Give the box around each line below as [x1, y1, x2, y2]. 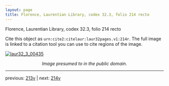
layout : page [5, 7, 33, 13]
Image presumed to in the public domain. [42, 60, 127, 66]
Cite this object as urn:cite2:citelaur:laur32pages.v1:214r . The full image [5, 36, 161, 42]
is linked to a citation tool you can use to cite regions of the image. [5, 41, 143, 47]
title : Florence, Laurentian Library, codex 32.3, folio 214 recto [5, 12, 150, 17]
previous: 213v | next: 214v [5, 75, 61, 81]
